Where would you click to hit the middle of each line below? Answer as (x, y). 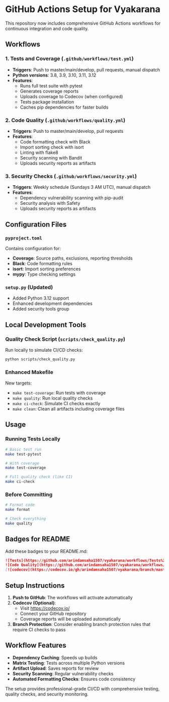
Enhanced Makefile (29, 372)
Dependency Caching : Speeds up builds (55, 657)
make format (18, 510)
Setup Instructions (35, 586)
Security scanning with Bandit (51, 158)
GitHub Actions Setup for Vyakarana (83, 9)
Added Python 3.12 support (41, 298)
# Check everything (26, 519)
